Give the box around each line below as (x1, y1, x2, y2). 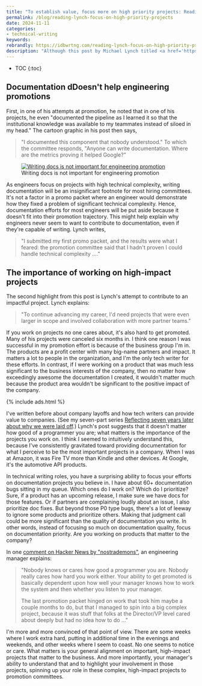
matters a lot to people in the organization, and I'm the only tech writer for (6, 355, 189, 362)
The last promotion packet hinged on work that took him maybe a (20, 597, 183, 605)
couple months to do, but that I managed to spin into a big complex (20, 603, 188, 611)
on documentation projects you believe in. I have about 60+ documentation (6, 479, 192, 487)
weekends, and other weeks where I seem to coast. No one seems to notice (6, 641, 194, 648)
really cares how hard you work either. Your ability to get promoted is (20, 573, 192, 580)
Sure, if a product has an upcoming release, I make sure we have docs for (6, 492, 189, 499)
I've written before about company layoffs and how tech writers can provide (6, 410, 194, 417)
